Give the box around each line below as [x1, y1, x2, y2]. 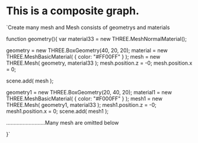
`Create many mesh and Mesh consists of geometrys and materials [6, 24, 170, 31]
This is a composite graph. [6, 4, 139, 18]
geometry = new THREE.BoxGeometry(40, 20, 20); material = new [6, 46, 168, 54]
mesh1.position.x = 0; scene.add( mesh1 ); [6, 107, 109, 115]
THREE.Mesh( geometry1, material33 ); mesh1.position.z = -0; [6, 101, 157, 108]
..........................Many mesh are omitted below [6, 119, 119, 126]
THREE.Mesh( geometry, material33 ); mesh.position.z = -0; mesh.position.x [6, 59, 193, 66]
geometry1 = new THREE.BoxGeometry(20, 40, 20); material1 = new [6, 88, 172, 96]
